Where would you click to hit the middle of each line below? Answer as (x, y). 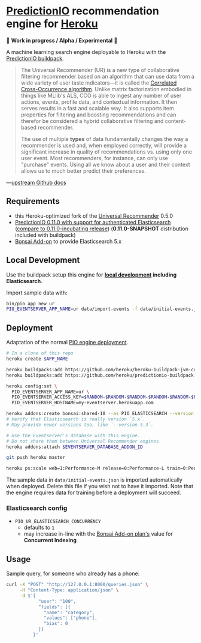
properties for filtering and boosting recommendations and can (98, 115)
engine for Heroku (52, 24)
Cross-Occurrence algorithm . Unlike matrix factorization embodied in (106, 89)
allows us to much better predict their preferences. (83, 171)
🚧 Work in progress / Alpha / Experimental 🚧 (62, 40)
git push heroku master (36, 458)
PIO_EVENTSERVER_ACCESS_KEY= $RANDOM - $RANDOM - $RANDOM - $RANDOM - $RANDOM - (101, 397)
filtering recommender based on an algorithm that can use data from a (107, 76)
